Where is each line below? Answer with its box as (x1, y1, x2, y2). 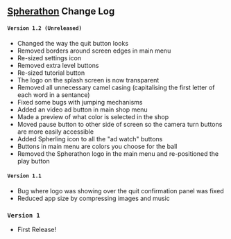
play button (17, 157, 50, 165)
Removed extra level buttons (17, 61, 99, 69)
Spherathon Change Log (7, 6, 115, 17)
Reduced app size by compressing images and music (17, 194, 170, 202)
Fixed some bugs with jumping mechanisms (17, 98, 143, 106)
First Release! (17, 225, 57, 234)
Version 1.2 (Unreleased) (7, 24, 82, 32)
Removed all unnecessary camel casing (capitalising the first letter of (17, 83, 215, 91)
